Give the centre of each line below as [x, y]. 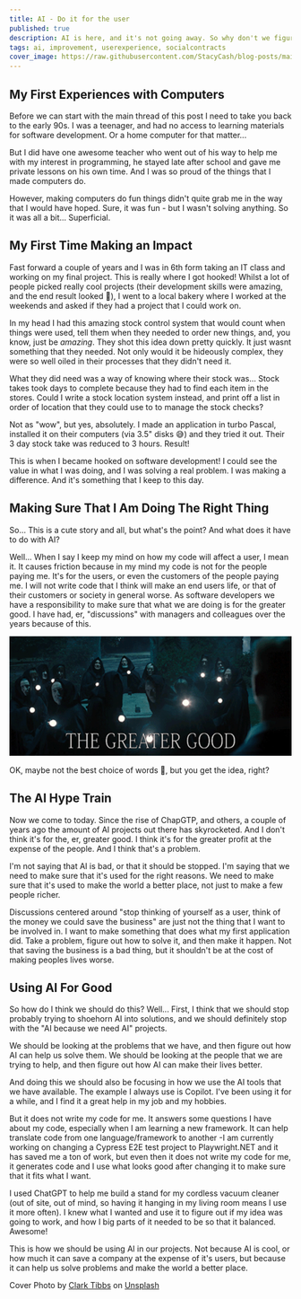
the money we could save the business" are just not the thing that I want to [147, 921]
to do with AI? [34, 540]
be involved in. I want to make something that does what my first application [150, 931]
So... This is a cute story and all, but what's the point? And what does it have [150, 530]
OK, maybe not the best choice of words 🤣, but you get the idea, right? [140, 770]
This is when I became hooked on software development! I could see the [143, 461]
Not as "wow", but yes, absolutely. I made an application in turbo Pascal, [143, 424]
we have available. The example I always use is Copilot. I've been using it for [150, 1092]
